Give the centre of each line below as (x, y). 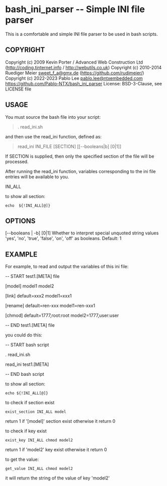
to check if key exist (26, 431)
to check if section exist (30, 403)
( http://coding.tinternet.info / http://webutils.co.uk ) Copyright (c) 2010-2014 (83, 67)
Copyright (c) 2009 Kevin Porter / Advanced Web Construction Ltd (74, 62)
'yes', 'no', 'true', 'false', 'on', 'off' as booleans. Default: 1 (63, 238)
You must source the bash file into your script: (53, 117)
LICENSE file (18, 89)
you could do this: (24, 335)
